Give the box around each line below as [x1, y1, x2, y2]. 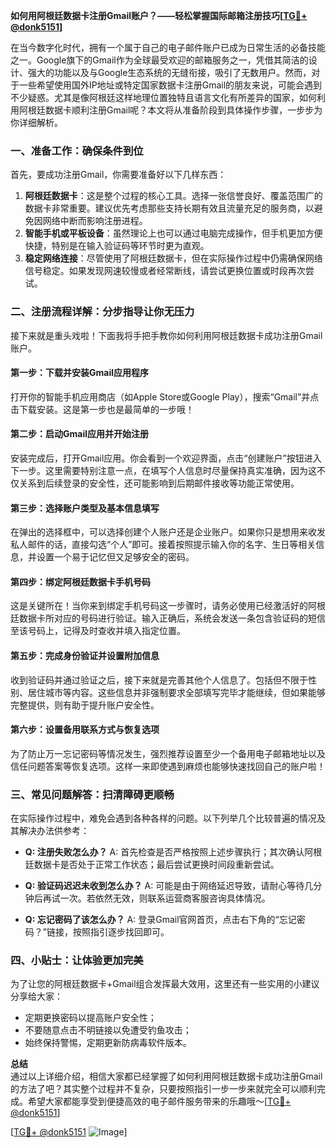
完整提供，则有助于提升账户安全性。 [10, 699, 160, 711]
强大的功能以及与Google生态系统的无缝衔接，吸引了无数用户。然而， [27, 67, 312, 78]
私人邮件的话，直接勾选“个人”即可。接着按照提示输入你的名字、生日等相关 [10, 539, 317, 551]
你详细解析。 [10, 117, 63, 128]
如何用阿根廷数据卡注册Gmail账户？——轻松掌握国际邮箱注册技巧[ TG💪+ [10, 10, 308, 21]
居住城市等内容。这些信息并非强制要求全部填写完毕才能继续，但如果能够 [27, 686, 326, 698]
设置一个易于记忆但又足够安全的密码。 [36, 551, 195, 563]
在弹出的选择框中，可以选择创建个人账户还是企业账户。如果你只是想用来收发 [10, 526, 326, 538]
